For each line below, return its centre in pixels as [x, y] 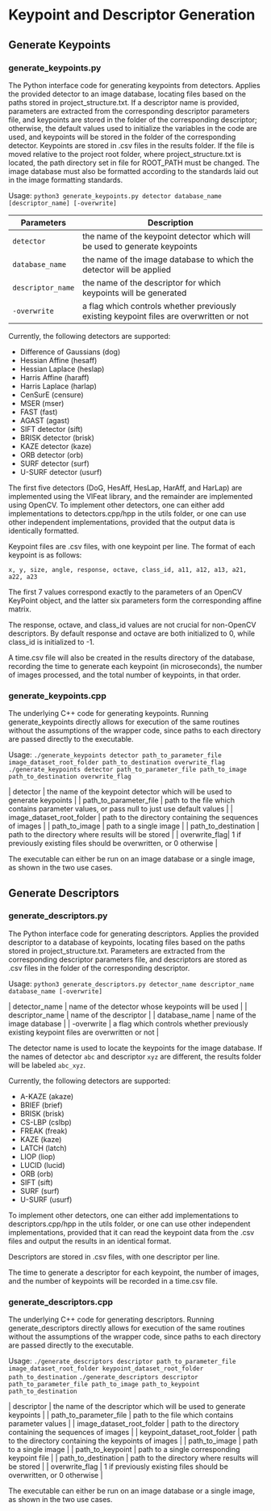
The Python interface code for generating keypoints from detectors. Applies [134, 85]
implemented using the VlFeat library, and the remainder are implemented [131, 496]
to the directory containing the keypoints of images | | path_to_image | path [133, 1441]
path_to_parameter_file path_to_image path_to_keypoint [104, 1385]
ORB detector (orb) [52, 455]
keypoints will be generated [134, 293]
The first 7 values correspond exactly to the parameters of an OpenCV [125, 591]
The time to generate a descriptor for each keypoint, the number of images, [134, 1272]
